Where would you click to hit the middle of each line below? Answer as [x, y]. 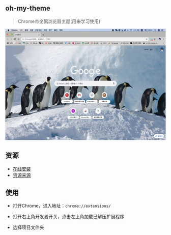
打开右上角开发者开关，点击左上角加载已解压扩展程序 [68, 217]
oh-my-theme [28, 8]
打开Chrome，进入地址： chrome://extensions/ [62, 206]
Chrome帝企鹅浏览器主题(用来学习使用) [59, 21]
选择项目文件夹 [28, 227]
